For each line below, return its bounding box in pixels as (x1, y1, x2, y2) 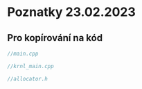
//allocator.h (7, 75, 48, 82)
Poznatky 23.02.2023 (7, 4, 136, 20)
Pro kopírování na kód (7, 32, 103, 44)
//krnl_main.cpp (7, 63, 54, 70)
